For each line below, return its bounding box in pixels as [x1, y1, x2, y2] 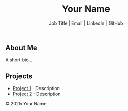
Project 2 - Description [12, 91, 61, 97]
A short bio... [5, 57, 33, 63]
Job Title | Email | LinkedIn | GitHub [49, 20, 123, 26]
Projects [5, 72, 33, 80]
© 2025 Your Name [5, 101, 47, 107]
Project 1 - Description [12, 85, 60, 92]
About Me [5, 43, 37, 52]
